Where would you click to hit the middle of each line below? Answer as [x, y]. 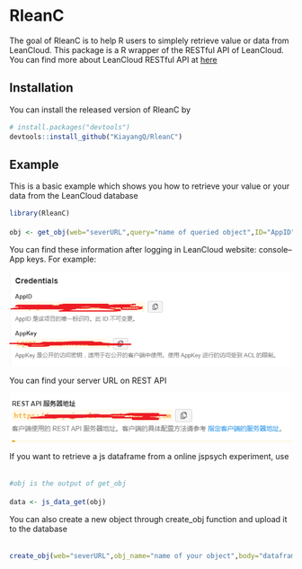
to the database [38, 529]
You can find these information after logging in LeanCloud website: [133, 249]
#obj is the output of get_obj [68, 483]
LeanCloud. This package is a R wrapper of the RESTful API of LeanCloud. [147, 49]
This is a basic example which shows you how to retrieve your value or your [150, 186]
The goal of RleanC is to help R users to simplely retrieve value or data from [149, 40]
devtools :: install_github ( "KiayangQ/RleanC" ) [96, 137]
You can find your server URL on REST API [88, 380]
